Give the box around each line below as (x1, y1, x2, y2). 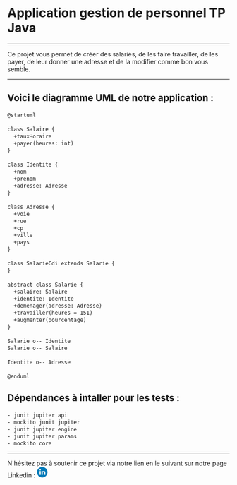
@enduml (7, 373, 30, 380)
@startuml (7, 112, 37, 119)
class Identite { (7, 161, 59, 168)
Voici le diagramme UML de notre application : (7, 92, 214, 104)
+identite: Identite (13, 295, 74, 302)
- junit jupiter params (7, 433, 78, 440)
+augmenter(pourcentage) (13, 316, 87, 323)
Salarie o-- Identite (7, 337, 71, 345)
